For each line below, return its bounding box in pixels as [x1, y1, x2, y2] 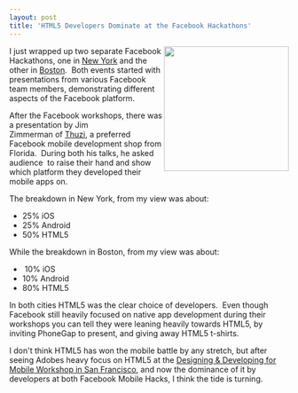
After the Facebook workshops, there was [9, 110, 162, 121]
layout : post [9, 12, 58, 22]
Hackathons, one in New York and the [9, 55, 148, 66]
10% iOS [24, 263, 56, 274]
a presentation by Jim [9, 119, 89, 130]
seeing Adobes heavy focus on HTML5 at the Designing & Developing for [9, 354, 277, 365]
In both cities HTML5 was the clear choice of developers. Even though [9, 299, 269, 310]
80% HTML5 [21, 282, 69, 293]
